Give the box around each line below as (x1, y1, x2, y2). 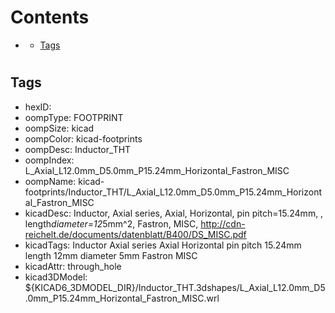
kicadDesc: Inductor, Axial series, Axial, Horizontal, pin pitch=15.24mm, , (24, 207, 324, 219)
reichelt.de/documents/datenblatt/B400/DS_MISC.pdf (24, 228, 247, 240)
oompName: (24, 175, 77, 187)
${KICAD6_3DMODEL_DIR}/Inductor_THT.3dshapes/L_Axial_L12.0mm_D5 (24, 281, 326, 293)
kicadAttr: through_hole (24, 260, 122, 272)
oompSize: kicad (24, 122, 95, 134)
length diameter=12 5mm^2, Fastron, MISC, (24, 217, 199, 230)
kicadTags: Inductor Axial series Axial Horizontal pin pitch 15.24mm (24, 239, 302, 251)
